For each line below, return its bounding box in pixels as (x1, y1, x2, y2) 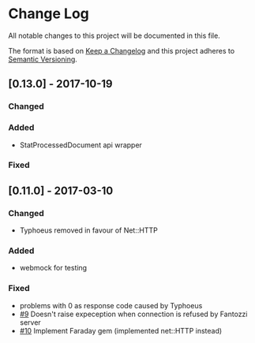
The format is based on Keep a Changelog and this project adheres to (8, 46, 235, 55)
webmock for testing (19, 263, 88, 273)
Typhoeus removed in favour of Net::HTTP (19, 226, 158, 235)
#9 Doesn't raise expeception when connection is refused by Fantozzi (19, 309, 248, 319)
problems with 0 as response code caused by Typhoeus (19, 300, 203, 310)
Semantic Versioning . (8, 54, 77, 64)
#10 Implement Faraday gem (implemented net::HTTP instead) (19, 326, 223, 335)
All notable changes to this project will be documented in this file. (8, 31, 221, 40)
